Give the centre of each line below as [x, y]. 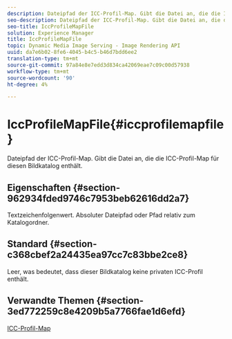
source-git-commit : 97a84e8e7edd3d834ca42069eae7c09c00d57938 [98, 65]
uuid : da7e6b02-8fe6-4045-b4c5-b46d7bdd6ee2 [72, 53]
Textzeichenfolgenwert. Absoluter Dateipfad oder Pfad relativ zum [101, 215]
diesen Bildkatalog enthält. [45, 166]
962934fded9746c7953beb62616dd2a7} [98, 198]
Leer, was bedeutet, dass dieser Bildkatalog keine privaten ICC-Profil [105, 271]
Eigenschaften [39, 187]
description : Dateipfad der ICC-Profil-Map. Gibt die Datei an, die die [114, 13]
